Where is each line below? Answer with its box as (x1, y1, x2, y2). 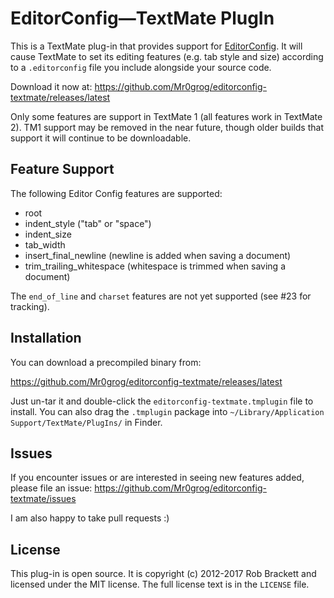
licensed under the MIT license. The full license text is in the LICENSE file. (10, 578, 310, 591)
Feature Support (10, 161, 115, 178)
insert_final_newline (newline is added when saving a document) (24, 249, 292, 261)
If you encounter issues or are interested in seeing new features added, (10, 472, 305, 484)
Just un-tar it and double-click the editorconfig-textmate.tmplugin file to (10, 395, 314, 407)
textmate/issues (10, 493, 77, 505)
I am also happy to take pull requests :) (10, 512, 170, 524)
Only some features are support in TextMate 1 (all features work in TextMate (10, 110, 323, 122)
